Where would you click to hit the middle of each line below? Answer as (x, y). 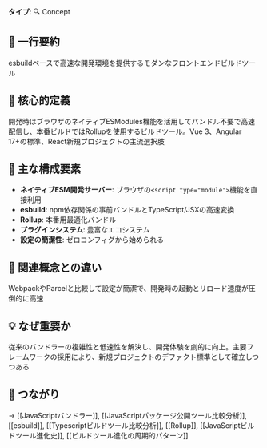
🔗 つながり (34, 395)
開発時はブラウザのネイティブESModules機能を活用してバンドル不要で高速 (132, 121)
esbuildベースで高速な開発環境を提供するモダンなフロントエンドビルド (125, 63)
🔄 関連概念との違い (55, 267)
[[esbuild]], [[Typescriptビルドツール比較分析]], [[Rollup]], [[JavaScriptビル (132, 425)
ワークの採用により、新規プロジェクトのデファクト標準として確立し (141, 357)
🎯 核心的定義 (39, 101)
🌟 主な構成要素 (45, 170)
